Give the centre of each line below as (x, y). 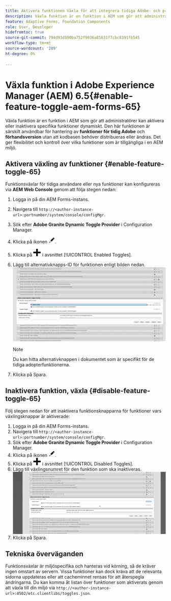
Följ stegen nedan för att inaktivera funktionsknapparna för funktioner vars (83, 411)
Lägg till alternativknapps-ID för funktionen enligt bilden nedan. (79, 265)
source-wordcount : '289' (32, 48)
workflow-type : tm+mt (28, 43)
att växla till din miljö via (30, 588)
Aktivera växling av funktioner (54, 164)
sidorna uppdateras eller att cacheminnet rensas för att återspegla (75, 577)
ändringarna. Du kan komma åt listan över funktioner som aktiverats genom (84, 582)
